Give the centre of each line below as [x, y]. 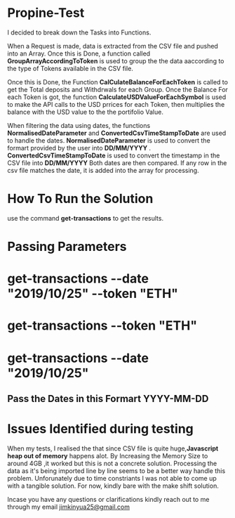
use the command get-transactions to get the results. [85, 218]
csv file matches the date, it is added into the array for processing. [103, 170]
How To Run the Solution [80, 199]
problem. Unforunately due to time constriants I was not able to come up [112, 478]
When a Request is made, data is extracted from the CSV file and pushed [113, 46]
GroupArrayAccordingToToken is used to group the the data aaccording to [116, 60]
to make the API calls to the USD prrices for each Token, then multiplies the [116, 104]
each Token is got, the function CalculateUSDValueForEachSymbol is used [117, 97]
